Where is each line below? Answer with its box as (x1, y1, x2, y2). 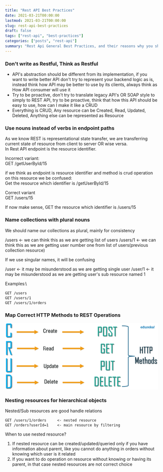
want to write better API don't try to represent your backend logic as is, (12, 77, 154, 83)
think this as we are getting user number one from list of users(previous (5, 242, 148, 248)
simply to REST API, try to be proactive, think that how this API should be (12, 97, 158, 103)
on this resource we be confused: (5, 175, 72, 181)
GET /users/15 (5, 195, 33, 201)
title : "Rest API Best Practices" (5, 8, 75, 13)
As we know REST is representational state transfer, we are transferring (5, 136, 148, 142)
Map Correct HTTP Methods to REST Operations (5, 311, 121, 318)
